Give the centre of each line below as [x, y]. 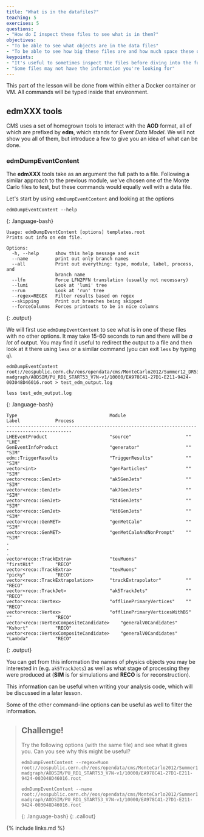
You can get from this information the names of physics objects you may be [101, 662]
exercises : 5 [23, 23]
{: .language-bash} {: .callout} [58, 816]
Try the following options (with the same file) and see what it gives [104, 745]
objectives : [21, 40]
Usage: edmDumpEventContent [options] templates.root [76, 232]
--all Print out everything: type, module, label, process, [103, 264]
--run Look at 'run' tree [58, 291]
